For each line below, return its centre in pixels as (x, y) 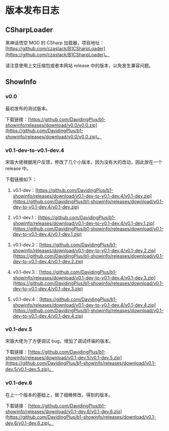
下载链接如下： (21, 179)
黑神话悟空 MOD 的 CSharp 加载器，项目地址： (55, 43)
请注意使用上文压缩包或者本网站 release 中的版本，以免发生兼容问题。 (79, 65)
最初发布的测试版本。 (28, 108)
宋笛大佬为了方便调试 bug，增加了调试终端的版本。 (59, 341)
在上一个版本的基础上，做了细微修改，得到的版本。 (59, 395)
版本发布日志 (33, 11)
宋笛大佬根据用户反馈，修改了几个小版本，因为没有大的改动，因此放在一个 (84, 162)
